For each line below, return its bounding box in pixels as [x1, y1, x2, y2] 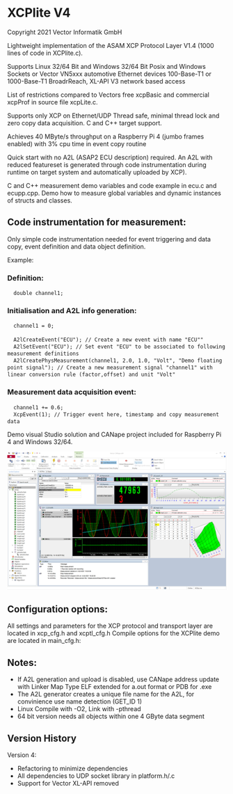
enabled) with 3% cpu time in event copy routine [7, 139, 147, 148]
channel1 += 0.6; [13, 404, 64, 411]
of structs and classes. [7, 196, 73, 205]
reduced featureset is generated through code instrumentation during [7, 160, 207, 168]
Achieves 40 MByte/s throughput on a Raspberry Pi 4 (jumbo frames [7, 132, 204, 141]
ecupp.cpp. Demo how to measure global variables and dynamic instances [7, 189, 221, 197]
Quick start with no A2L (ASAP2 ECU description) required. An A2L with [7, 153, 214, 161]
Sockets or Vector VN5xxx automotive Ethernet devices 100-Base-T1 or [7, 70, 212, 78]
